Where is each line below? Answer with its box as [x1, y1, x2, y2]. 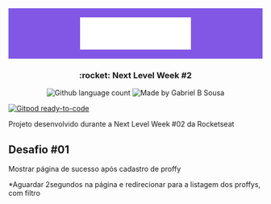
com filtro [8, 189, 40, 198]
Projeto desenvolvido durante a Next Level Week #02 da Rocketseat [8, 119, 235, 129]
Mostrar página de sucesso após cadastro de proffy [8, 164, 181, 174]
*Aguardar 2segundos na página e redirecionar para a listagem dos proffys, [8, 180, 261, 189]
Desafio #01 [8, 143, 70, 156]
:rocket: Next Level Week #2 [79, 69, 192, 81]
